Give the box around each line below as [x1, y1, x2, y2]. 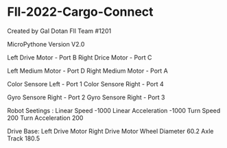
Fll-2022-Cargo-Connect [7, 4, 154, 20]
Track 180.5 [7, 134, 40, 143]
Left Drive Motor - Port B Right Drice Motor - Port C [7, 53, 152, 62]
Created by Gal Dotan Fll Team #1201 [7, 27, 112, 35]
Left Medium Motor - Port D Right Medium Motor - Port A [7, 66, 168, 75]
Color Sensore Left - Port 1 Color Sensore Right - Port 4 [7, 79, 164, 88]
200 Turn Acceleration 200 [7, 114, 84, 122]
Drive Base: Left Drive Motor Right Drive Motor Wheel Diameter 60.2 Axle [7, 127, 214, 135]
